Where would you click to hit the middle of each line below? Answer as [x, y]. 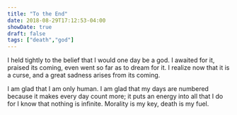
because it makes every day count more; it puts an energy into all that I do [115, 97]
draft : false [27, 34]
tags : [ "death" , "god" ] [41, 40]
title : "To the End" [38, 14]
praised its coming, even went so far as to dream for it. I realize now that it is [118, 68]
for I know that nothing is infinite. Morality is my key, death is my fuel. [108, 104]
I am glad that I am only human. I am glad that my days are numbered [108, 89]
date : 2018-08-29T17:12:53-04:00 [57, 20]
